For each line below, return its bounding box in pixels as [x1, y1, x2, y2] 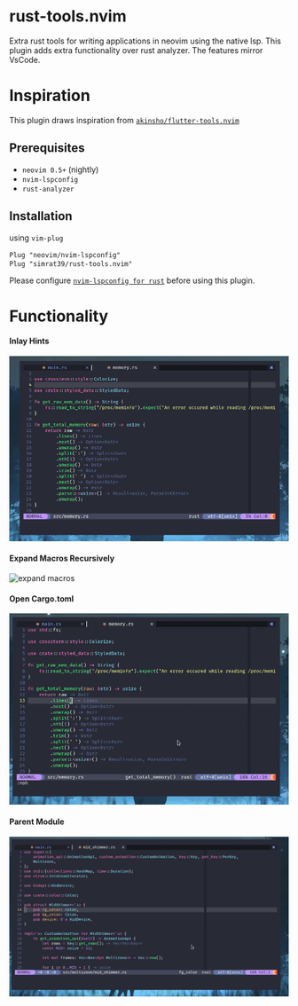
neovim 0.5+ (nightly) [21, 164, 99, 175]
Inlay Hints [9, 335, 50, 347]
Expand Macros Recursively [9, 553, 115, 564]
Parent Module [9, 816, 65, 827]
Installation [9, 208, 73, 224]
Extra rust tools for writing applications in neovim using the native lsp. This [9, 35, 282, 46]
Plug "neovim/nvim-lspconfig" [9, 250, 122, 259]
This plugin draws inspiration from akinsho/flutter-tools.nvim [9, 114, 239, 125]
